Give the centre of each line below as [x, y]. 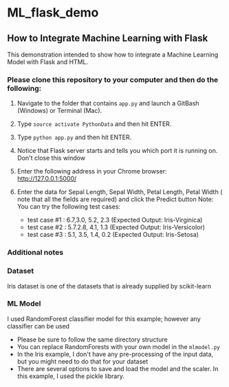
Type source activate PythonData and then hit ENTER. [94, 124]
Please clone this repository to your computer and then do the [113, 79]
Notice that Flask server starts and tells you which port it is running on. [117, 151]
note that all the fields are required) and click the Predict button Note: [115, 199]
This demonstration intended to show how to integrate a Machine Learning [113, 54]
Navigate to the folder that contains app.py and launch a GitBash [108, 103]
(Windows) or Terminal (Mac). [59, 111]
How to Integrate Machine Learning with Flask [108, 38]
